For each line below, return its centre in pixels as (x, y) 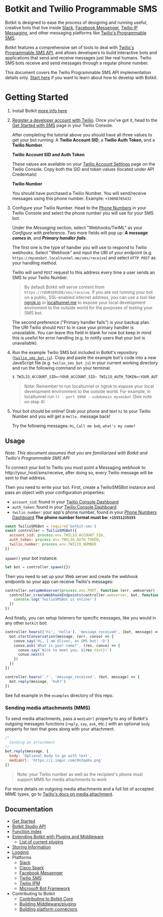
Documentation (29, 809)
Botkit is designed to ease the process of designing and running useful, (76, 22)
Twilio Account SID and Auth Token (48, 154)
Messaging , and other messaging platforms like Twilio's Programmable (76, 33)
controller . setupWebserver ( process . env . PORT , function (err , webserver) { (82, 590)
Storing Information (31, 847)
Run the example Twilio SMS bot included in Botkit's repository (75, 352)
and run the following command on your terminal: (61, 368)
